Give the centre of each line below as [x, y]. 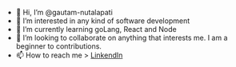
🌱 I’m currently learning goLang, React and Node [96, 29]
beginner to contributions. [59, 46]
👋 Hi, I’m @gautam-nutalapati [64, 12]
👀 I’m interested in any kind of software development [103, 21]
